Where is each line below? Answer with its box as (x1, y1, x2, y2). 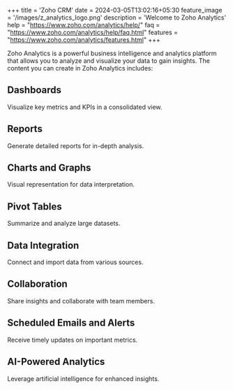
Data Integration (7, 239, 80, 251)
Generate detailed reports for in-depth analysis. (7, 141, 144, 150)
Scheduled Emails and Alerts (7, 317, 135, 329)
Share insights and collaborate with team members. (7, 296, 156, 305)
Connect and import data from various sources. (7, 258, 144, 266)
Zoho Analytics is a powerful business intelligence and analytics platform (7, 49, 218, 57)
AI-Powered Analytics (7, 356, 105, 368)
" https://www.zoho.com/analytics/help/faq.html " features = (7, 28, 179, 36)
